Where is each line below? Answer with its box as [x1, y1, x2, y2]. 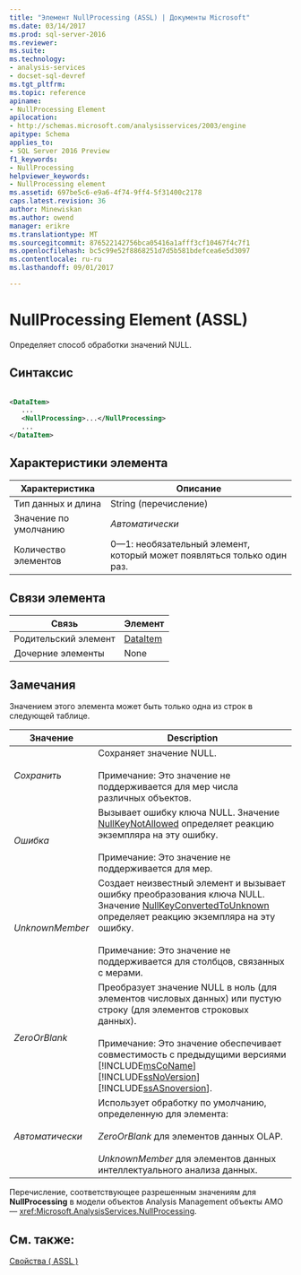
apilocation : [9, 113, 58, 122]
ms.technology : [9, 55, 66, 64]
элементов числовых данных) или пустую [98, 993, 282, 1005]
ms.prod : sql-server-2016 [9, 30, 106, 39]
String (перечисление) [110, 497, 209, 509]
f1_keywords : [9, 154, 58, 164]
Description [167, 732, 219, 744]
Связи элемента [9, 591, 106, 606]
